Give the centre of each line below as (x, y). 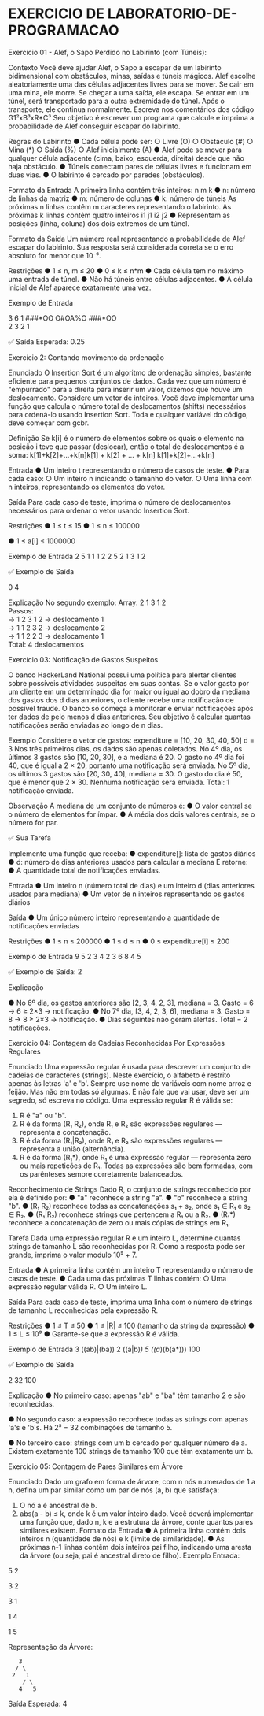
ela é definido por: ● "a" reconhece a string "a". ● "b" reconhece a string (128, 1197)
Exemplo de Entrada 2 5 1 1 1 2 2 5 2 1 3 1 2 (77, 556)
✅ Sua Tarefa (29, 838)
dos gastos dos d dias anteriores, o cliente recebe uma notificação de (121, 700)
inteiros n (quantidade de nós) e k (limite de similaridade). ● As (122, 1538)
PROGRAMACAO (64, 30)
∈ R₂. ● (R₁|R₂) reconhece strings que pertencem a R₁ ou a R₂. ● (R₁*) (122, 1214)
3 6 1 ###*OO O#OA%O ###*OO (62, 318)
